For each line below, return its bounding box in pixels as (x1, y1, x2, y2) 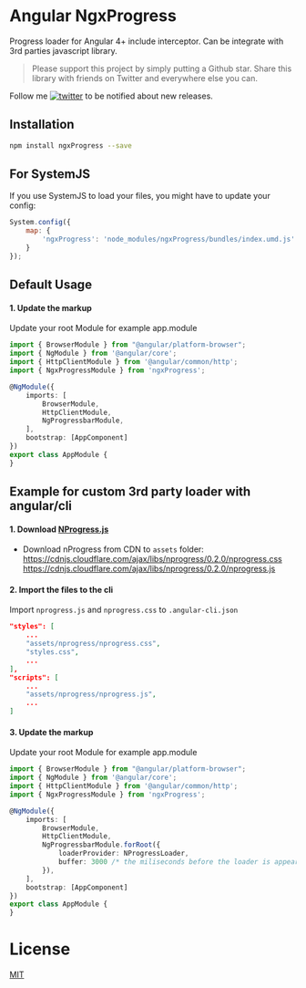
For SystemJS (9, 166, 91, 182)
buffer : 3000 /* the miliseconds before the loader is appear (57, 858, 300, 867)
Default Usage (9, 277, 93, 293)
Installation (9, 117, 75, 132)
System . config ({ (9, 218, 71, 227)
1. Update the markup (9, 302, 93, 313)
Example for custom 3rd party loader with (9, 484, 251, 500)
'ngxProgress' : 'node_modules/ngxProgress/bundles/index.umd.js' (42, 234, 296, 244)
